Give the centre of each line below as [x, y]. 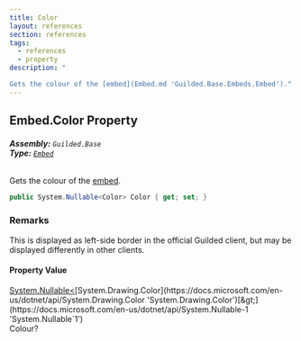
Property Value [38, 270]
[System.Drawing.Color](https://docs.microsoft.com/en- [179, 290]
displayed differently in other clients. [77, 249]
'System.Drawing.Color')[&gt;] [203, 300]
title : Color [34, 18]
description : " [38, 68]
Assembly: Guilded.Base [55, 143]
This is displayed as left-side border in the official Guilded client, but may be [150, 240]
